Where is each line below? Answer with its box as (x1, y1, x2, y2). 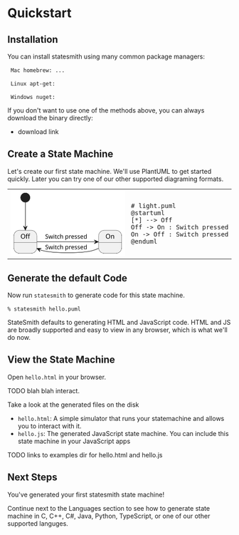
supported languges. (7, 519, 69, 528)
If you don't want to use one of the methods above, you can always (7, 106, 205, 115)
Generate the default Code (7, 272, 128, 284)
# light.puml (130, 202, 176, 210)
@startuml (130, 209, 165, 217)
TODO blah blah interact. (7, 386, 80, 395)
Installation (7, 33, 58, 46)
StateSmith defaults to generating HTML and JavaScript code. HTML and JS (7, 318, 231, 326)
